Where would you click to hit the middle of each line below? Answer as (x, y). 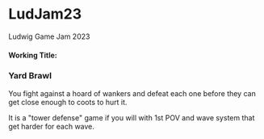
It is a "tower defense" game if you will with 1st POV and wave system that (132, 117)
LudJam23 (45, 14)
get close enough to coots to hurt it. (68, 102)
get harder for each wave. (52, 126)
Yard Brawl (30, 76)
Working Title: (33, 55)
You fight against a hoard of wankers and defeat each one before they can (132, 93)
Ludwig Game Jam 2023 (49, 36)
